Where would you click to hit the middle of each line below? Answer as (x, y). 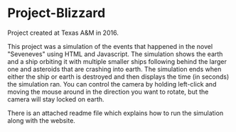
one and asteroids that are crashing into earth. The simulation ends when (114, 69)
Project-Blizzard (57, 13)
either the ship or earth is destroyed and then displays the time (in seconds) (118, 77)
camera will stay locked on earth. (56, 99)
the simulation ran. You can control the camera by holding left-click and (112, 84)
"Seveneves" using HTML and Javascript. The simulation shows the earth (115, 54)
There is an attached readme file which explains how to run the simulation (116, 113)
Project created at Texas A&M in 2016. (63, 33)
